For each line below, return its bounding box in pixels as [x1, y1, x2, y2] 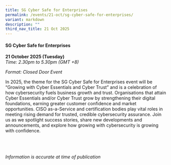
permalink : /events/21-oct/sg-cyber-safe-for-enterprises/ [5, 12, 134, 17]
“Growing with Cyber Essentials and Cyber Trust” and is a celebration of [5, 84, 157, 90]
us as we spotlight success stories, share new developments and [5, 117, 142, 123]
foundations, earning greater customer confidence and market [5, 101, 137, 107]
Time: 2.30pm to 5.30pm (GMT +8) [5, 59, 79, 65]
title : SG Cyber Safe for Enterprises [5, 7, 88, 13]
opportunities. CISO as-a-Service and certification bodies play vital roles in [5, 106, 163, 112]
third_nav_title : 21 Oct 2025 [5, 27, 70, 32]
